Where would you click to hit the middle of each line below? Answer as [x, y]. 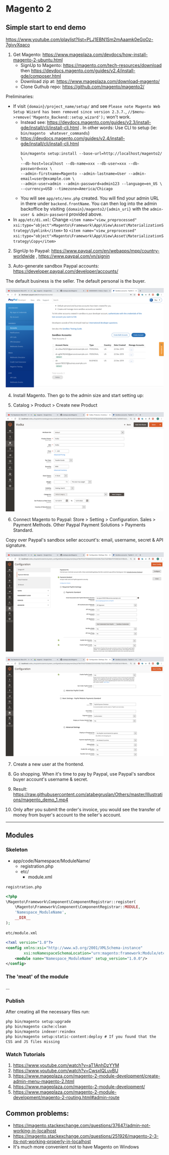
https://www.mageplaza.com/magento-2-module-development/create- [87, 1076]
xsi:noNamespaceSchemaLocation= [58, 953]
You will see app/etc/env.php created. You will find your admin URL [90, 198]
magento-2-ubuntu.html [38, 60]
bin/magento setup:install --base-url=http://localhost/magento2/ [91, 154]
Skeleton [17, 850]
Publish [15, 1001]
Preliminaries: [20, 97]
